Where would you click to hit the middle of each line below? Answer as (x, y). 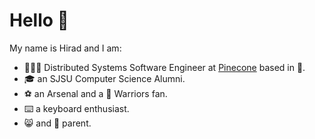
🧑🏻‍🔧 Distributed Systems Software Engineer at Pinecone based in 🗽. (164, 67)
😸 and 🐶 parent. (57, 123)
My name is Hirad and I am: (65, 48)
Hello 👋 (39, 20)
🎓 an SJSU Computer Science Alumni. (104, 78)
